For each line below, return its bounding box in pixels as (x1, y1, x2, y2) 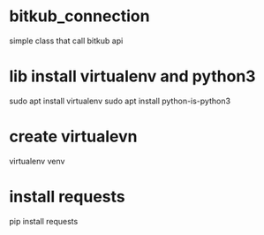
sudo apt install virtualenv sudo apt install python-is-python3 (9, 95, 231, 106)
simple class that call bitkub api (9, 35, 124, 46)
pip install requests (9, 216, 79, 226)
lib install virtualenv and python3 (9, 66, 256, 87)
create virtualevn (9, 126, 138, 147)
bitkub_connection (9, 6, 150, 27)
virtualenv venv (9, 155, 65, 166)
